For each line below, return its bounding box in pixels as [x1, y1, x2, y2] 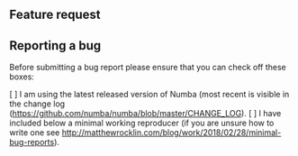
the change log [9, 98, 66, 109]
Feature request [9, 7, 101, 23]
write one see [9, 127, 60, 138]
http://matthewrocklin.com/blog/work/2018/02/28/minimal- [61, 127, 282, 138]
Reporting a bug [9, 38, 102, 53]
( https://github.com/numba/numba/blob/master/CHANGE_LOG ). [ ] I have [9, 108, 282, 119]
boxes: [9, 71, 34, 82]
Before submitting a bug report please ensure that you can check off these [9, 62, 286, 73]
